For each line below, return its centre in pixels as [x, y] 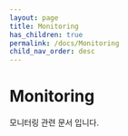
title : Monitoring [44, 26]
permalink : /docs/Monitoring [64, 43]
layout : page [34, 18]
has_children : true [46, 34]
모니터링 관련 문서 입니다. [54, 122]
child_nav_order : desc [52, 52]
